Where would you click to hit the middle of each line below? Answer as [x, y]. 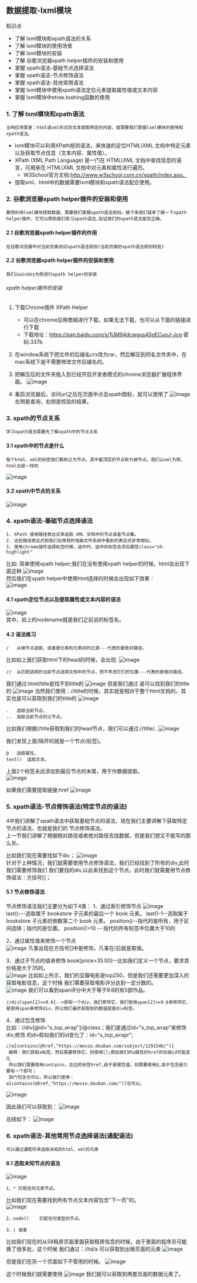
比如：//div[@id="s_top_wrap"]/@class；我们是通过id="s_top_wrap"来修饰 [96, 1027]
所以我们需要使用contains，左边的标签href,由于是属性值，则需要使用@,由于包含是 [96, 1065]
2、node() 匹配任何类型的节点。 [45, 1219]
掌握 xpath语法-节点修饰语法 [49, 75]
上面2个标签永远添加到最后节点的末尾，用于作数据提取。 [74, 771]
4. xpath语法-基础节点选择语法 [50, 521]
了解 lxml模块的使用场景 [43, 45]
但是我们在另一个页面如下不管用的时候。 [55, 1262]
